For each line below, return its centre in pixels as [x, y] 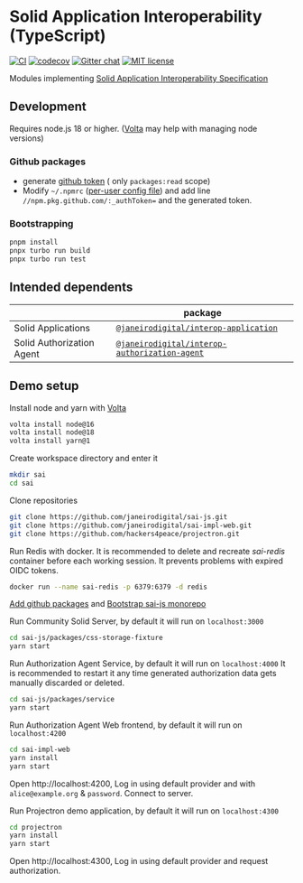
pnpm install [34, 242]
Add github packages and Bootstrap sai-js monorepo [108, 604]
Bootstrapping [41, 223]
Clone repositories [44, 500]
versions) [27, 138]
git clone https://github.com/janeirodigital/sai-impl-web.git [131, 525]
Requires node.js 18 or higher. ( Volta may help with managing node [133, 128]
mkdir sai [28, 475]
